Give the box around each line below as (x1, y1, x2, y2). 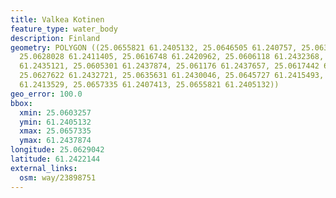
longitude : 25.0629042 (10, 145, 105, 155)
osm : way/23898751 (19, 172, 97, 183)
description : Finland (10, 33, 101, 43)
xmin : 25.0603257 (19, 107, 92, 118)
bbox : (10, 98, 33, 108)
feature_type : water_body (10, 24, 118, 34)
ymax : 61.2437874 (19, 136, 92, 146)
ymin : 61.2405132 (19, 117, 92, 127)
